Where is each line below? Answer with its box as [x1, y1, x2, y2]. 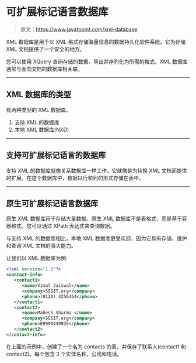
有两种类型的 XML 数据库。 [6, 106, 71, 113]
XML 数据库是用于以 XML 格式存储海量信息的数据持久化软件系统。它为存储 [6, 38, 186, 45]
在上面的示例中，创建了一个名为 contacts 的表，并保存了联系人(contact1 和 [6, 343, 187, 350]
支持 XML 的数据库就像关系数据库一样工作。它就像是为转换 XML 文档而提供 [6, 167, 187, 174]
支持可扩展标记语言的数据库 [6, 150, 106, 160]
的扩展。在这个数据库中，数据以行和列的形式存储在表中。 [6, 174, 144, 181]
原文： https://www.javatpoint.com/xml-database [20, 26, 138, 33]
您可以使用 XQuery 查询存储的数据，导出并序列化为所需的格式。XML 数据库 [6, 58, 188, 65]
